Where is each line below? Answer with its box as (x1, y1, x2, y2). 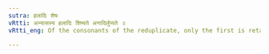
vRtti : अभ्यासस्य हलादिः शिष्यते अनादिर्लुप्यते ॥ (8, 19, 126, 27)
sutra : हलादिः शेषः (8, 11, 58, 20)
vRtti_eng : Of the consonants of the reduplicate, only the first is (8, 26, 246, 34)
